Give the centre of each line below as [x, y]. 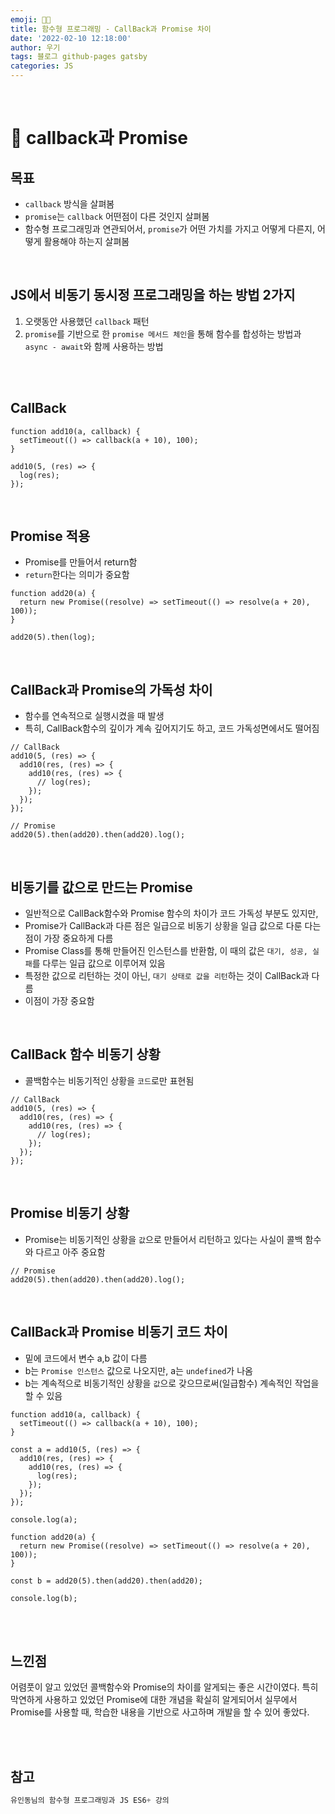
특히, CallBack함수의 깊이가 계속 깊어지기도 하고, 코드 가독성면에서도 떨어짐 [172, 728]
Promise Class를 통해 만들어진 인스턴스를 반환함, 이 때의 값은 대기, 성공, [166, 951]
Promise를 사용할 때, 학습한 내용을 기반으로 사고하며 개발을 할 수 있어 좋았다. [160, 1712]
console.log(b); [44, 1598]
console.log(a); [44, 1519]
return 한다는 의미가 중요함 [77, 575]
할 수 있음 [43, 1395]
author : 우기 [35, 47]
